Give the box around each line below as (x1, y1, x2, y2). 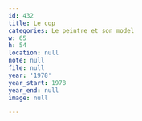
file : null (8, 64, 45, 72)
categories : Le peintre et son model (8, 26, 135, 34)
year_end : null (8, 86, 59, 95)
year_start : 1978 (8, 79, 67, 87)
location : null (8, 49, 59, 57)
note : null (8, 57, 45, 65)
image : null (8, 94, 48, 102)
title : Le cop (8, 19, 56, 27)
